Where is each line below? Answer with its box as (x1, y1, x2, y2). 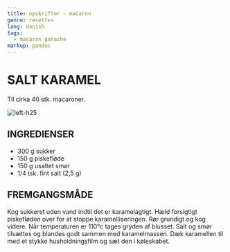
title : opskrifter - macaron (7, 10, 91, 17)
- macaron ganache (13, 36, 67, 43)
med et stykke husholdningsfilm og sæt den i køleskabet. (7, 237, 170, 245)
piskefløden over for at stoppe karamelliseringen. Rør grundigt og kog (7, 215, 206, 223)
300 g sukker (17, 147, 55, 155)
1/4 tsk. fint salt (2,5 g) (17, 169, 82, 177)
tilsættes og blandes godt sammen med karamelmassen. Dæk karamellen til (7, 229, 224, 237)
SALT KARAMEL (7, 72, 102, 88)
